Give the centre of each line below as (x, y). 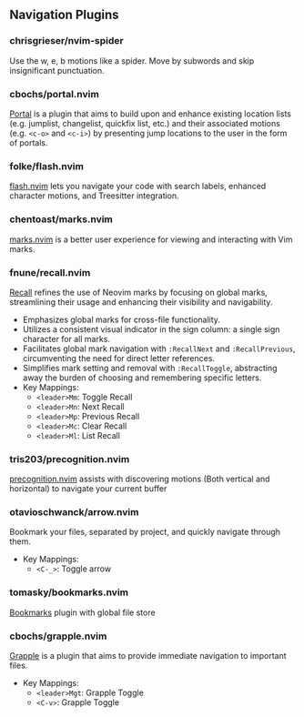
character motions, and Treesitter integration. (94, 196)
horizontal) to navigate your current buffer (88, 489)
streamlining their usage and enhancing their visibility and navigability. (141, 302)
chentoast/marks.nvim (61, 219)
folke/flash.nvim (47, 166)
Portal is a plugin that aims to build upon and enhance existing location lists (150, 114)
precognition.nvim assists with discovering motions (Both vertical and (140, 479)
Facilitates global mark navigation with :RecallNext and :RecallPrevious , (159, 348)
